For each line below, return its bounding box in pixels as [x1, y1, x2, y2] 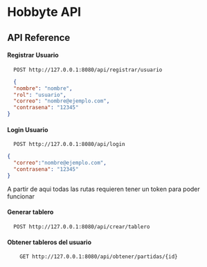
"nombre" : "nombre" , [13, 84, 73, 92]
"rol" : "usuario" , [13, 91, 67, 98]
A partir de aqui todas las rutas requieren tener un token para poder [7, 185, 201, 193]
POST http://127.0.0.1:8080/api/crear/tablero [13, 223, 150, 230]
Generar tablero [7, 208, 54, 217]
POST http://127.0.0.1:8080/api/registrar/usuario [13, 66, 163, 73]
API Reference [7, 32, 71, 44]
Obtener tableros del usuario [7, 238, 92, 246]
